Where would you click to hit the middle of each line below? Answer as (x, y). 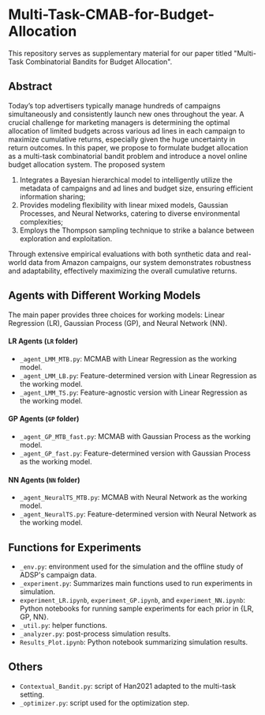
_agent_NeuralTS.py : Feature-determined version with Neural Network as (138, 514)
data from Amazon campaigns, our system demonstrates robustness (140, 262)
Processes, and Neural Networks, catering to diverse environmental (130, 213)
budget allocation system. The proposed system (87, 165)
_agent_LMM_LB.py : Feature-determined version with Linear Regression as (138, 375)
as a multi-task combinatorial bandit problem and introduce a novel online (128, 156)
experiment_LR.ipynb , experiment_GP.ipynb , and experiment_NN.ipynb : (132, 600)
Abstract (30, 87)
